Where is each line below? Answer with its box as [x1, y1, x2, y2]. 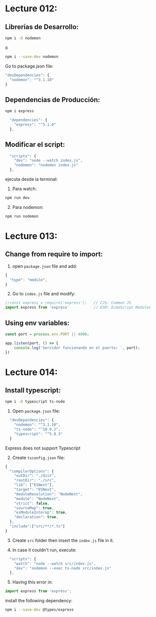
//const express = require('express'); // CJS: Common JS [5, 300, 132, 305]
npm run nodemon [5, 213, 39, 219]
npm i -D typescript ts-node [5, 399, 65, 404]
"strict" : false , [14, 501, 50, 506]
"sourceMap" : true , [14, 505, 54, 510]
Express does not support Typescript [5, 445, 80, 451]
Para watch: [12, 186, 37, 192]
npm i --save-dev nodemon [5, 54, 58, 59]
